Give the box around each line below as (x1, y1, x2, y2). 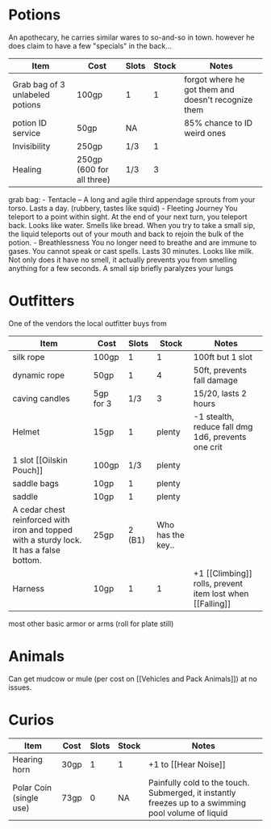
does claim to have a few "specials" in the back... (8, 40, 172, 50)
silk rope (12, 351, 45, 362)
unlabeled (12, 89, 50, 100)
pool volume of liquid (148, 807, 228, 818)
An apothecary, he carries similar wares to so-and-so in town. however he (8, 32, 255, 42)
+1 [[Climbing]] (193, 568, 252, 579)
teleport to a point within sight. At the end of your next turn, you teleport (8, 212, 248, 222)
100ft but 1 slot (193, 351, 252, 362)
